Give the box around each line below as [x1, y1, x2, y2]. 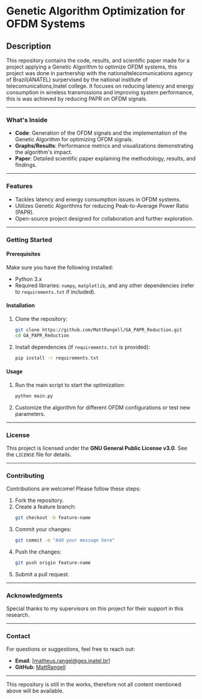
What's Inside [6, 115, 48, 124]
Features [6, 182, 33, 191]
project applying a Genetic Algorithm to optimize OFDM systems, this [6, 63, 177, 70]
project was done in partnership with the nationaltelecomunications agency [6, 70, 193, 76]
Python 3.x [14, 275, 42, 282]
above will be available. [6, 687, 64, 695]
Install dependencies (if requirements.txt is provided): [14, 343, 150, 350]
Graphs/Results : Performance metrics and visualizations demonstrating [14, 142, 194, 150]
